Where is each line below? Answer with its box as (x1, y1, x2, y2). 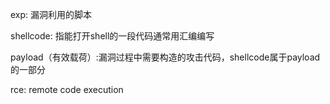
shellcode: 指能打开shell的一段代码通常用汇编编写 (10, 30, 215, 42)
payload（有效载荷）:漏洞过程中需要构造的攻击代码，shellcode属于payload (10, 51, 321, 63)
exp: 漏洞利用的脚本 (10, 9, 93, 20)
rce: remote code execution (10, 84, 124, 95)
